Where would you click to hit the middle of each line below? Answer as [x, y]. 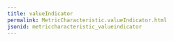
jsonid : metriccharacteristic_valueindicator [74, 26]
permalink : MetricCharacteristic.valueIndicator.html [87, 20]
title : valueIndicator [40, 14]
